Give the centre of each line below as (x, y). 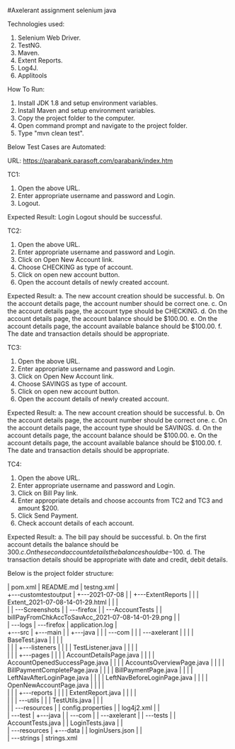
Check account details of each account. (76, 523)
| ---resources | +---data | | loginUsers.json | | (75, 730)
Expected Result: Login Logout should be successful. (85, 217)
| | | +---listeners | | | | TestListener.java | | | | (73, 647)
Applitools (32, 75)
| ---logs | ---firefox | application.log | (62, 625)
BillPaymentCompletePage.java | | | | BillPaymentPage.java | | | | (100, 670)
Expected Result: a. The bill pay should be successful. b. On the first (107, 537)
